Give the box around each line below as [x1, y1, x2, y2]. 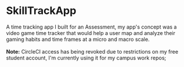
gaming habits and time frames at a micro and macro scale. [6, 36, 150, 43]
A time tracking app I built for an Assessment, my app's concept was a [6, 23, 178, 30]
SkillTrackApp [6, 4, 76, 17]
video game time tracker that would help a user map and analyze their [6, 29, 176, 36]
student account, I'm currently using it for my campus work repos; [6, 54, 166, 61]
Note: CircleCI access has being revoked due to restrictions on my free [6, 48, 179, 55]
